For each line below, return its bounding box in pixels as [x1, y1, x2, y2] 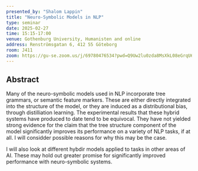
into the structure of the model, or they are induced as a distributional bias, [6, 103, 188, 110]
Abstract [6, 75, 39, 85]
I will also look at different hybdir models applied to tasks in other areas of [6, 146, 186, 153]
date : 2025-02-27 [6, 25, 49, 31]
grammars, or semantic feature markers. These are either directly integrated [6, 96, 191, 104]
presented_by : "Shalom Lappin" [6, 8, 83, 15]
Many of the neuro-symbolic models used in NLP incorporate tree [6, 90, 166, 98]
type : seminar [6, 20, 41, 25]
